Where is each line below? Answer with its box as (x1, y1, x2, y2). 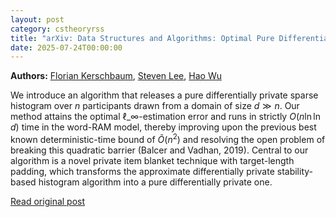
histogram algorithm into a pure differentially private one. (38, 176, 273, 188)
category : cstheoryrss (10, 24, 105, 34)
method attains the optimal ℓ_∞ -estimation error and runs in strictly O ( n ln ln (10, 111, 321, 123)
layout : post (10, 14, 65, 25)
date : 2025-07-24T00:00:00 (10, 42, 123, 53)
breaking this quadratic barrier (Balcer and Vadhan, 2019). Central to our (10, 144, 309, 156)
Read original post (10, 195, 86, 207)
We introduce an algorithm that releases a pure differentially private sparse (10, 89, 319, 101)
